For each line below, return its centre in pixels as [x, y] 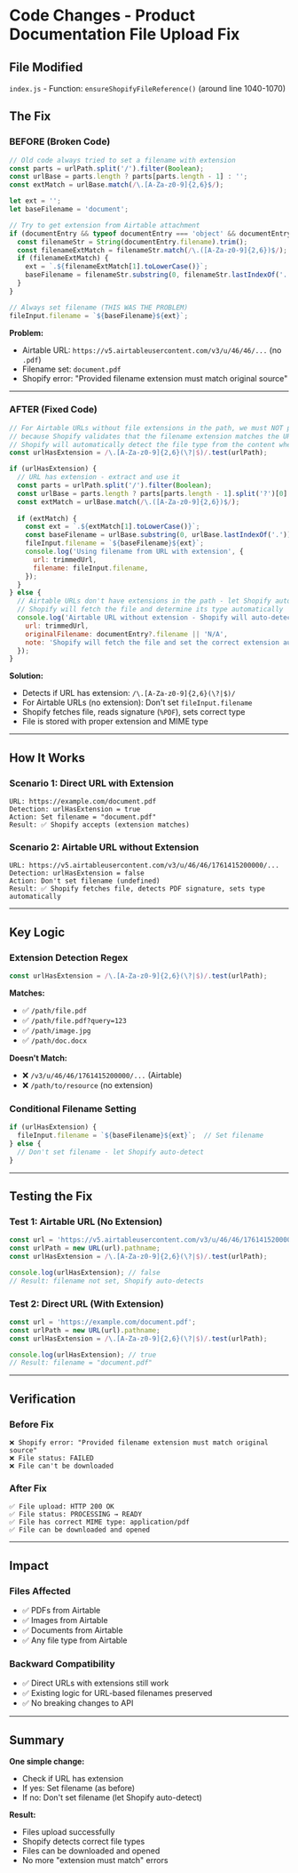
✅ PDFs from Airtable [61, 1610]
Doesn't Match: [39, 1058]
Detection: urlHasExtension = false [77, 873]
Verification [43, 1399]
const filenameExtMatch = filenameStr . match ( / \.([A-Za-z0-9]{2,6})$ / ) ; [153, 250]
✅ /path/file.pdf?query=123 [74, 1020]
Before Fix [32, 1424]
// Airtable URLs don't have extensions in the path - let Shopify [145, 601]
